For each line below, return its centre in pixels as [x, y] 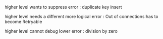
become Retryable [24, 22]
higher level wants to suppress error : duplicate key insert [63, 7]
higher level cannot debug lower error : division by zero [61, 31]
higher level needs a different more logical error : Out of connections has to [81, 16]
